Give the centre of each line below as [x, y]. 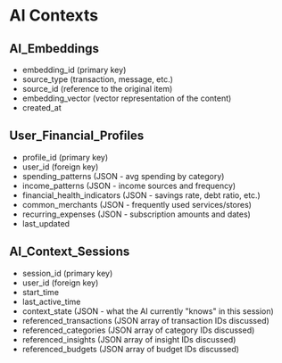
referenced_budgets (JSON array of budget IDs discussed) [130, 349]
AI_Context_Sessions [70, 252]
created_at [41, 107]
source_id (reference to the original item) [97, 89]
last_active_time [51, 301]
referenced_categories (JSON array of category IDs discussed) [138, 330]
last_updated [46, 223]
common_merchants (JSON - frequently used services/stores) [137, 204]
